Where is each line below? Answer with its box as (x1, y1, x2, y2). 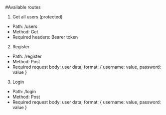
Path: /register (12, 53, 42, 59)
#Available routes (5, 4, 41, 10)
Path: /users (12, 23, 37, 29)
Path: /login (12, 89, 36, 94)
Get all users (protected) (12, 14, 63, 19)
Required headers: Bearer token (12, 34, 78, 40)
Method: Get (12, 29, 38, 34)
